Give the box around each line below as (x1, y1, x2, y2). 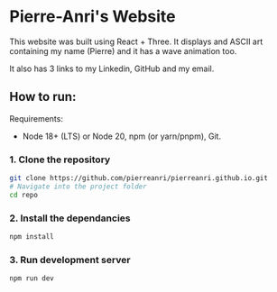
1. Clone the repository (9, 153, 111, 166)
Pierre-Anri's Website (9, 6, 176, 27)
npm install (9, 232, 54, 241)
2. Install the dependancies (9, 212, 131, 224)
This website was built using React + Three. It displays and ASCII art (9, 36, 263, 47)
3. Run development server (9, 253, 131, 266)
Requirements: (9, 113, 63, 123)
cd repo (9, 190, 39, 199)
